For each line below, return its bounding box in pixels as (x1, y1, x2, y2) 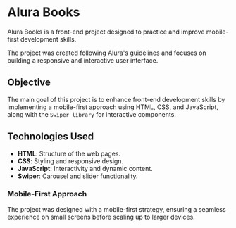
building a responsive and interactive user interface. (7, 56, 159, 64)
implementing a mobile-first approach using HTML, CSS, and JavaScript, (7, 103, 218, 111)
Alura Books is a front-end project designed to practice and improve (7, 27, 205, 36)
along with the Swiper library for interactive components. (7, 110, 176, 118)
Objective (7, 77, 51, 89)
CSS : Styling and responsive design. (17, 156, 124, 165)
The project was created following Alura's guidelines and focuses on (7, 49, 206, 57)
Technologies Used (7, 131, 94, 143)
